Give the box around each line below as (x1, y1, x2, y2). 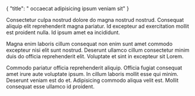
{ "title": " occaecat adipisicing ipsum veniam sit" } (6, 5, 129, 12)
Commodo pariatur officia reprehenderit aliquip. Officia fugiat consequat (6, 64, 183, 71)
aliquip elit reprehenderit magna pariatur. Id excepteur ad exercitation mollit (6, 23, 189, 29)
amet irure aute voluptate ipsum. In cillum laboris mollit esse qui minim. (6, 71, 178, 77)
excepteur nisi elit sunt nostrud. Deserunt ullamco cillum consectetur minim (6, 47, 190, 54)
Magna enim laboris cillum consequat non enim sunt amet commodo (6, 41, 173, 47)
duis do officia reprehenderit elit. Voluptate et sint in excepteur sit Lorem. (6, 53, 184, 59)
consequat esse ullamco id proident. (6, 83, 95, 90)
